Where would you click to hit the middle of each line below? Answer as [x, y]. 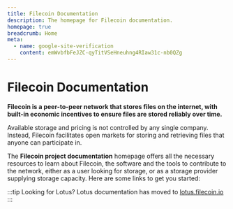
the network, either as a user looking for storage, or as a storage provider [113, 171]
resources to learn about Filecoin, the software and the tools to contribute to [117, 163]
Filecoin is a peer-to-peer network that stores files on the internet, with [112, 106]
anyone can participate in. [45, 142]
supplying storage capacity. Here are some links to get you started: [104, 178]
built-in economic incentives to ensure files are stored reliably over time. [115, 114]
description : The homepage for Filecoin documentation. [90, 20]
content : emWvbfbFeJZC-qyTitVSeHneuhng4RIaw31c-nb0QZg [101, 53]
